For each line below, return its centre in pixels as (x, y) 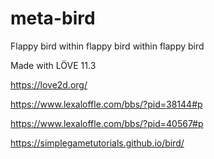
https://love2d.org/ (49, 84)
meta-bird (53, 18)
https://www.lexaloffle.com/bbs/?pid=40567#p (107, 123)
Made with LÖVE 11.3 (53, 65)
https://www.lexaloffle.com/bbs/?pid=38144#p (106, 104)
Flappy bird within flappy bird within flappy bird (107, 46)
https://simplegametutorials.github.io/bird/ (97, 143)
